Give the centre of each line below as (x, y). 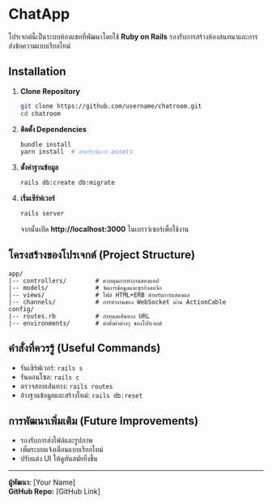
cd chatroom (40, 113)
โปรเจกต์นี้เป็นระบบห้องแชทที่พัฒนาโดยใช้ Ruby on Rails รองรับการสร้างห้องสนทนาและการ (133, 36)
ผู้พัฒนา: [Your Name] (42, 482)
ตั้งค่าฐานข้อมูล (39, 168)
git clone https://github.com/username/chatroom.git (111, 106)
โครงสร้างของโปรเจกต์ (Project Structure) (102, 255)
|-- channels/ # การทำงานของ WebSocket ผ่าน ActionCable (117, 302)
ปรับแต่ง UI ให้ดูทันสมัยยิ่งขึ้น (59, 459)
